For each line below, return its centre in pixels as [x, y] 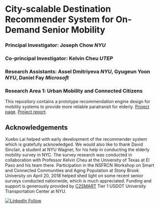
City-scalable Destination [58, 9]
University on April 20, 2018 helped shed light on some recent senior [74, 176]
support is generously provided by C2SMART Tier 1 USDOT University [76, 186]
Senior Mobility [74, 30]
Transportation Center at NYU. [36, 191]
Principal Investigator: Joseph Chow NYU [56, 45]
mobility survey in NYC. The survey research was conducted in [68, 155]
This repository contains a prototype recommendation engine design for [78, 102]
